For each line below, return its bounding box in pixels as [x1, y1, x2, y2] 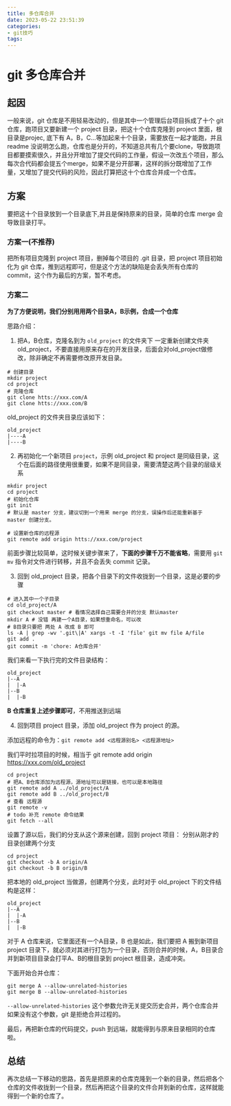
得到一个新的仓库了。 [7, 1092, 67, 1100]
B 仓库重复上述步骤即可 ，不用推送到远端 [7, 706, 122, 715]
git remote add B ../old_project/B [7, 790, 109, 798]
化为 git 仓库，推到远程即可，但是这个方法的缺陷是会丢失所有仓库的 [7, 263, 199, 271]
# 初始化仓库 [7, 496, 39, 503]
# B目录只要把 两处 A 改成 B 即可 [7, 623, 95, 630]
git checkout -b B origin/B [7, 865, 88, 871]
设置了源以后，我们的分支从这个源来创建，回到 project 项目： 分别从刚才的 [7, 830, 219, 838]
